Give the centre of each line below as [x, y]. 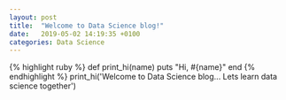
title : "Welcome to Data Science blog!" [87, 26]
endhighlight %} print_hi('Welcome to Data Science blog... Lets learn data [143, 77]
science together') [43, 86]
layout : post [33, 17]
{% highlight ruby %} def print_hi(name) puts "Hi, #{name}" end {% [132, 67]
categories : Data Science [57, 42]
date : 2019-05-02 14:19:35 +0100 [75, 34]
